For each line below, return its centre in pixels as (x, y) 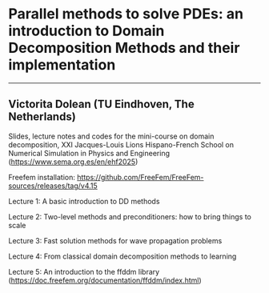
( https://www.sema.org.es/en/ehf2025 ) (73, 162)
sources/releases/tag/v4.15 (53, 186)
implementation (62, 65)
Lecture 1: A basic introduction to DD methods (84, 201)
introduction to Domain (86, 31)
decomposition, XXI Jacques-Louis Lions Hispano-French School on (121, 144)
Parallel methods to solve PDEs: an (126, 14)
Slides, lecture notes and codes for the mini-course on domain (111, 136)
